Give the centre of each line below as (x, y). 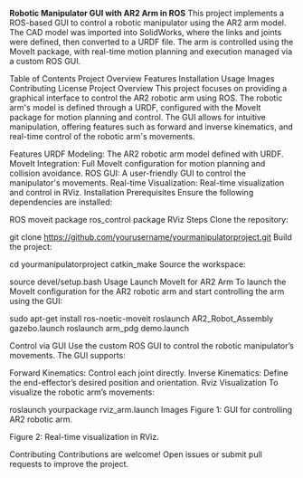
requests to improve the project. (69, 464)
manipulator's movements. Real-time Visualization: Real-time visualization (147, 183)
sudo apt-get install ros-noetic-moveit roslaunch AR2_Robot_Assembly (142, 319)
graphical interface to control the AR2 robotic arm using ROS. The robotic (146, 98)
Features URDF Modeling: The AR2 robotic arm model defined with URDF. (147, 154)
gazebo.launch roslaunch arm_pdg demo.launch (99, 328)
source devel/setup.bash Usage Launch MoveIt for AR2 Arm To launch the (148, 282)
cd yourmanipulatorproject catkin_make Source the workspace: (128, 264)
